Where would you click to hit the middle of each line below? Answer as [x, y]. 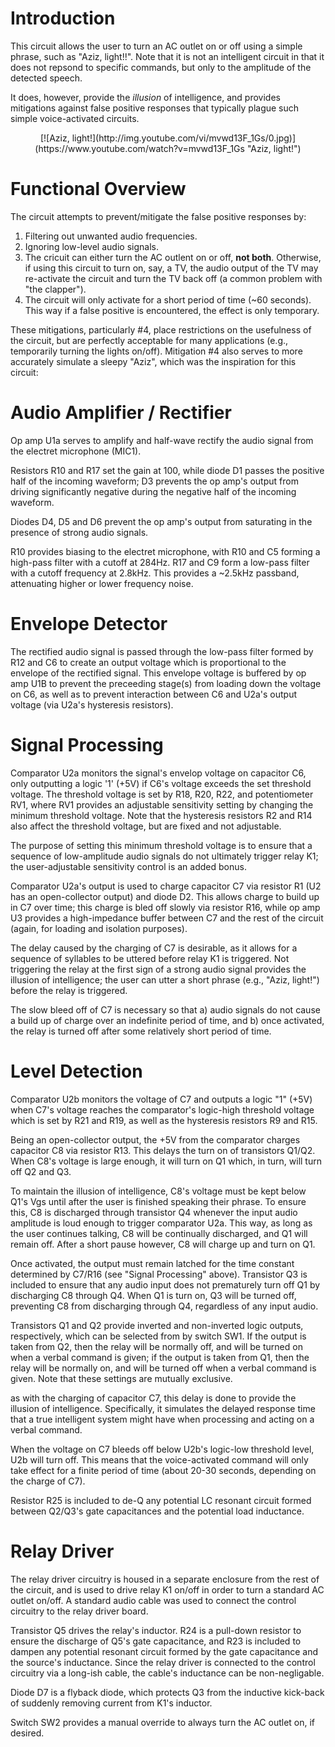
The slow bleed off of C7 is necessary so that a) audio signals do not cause [165, 1009]
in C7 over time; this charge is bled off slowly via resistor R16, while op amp [165, 907]
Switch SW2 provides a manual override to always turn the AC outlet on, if [163, 1722]
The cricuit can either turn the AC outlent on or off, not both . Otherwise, [173, 257]
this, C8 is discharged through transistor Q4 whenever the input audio [154, 1212]
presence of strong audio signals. [79, 532]
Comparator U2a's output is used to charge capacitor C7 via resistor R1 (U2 [166, 886]
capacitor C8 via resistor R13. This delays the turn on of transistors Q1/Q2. [163, 1150]
